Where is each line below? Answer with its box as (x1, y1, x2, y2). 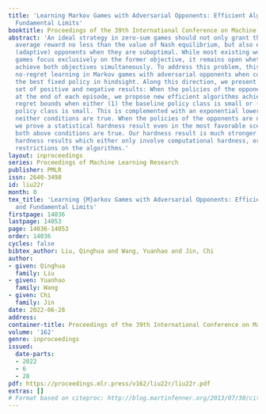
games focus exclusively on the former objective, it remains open (15, 56, 243, 64)
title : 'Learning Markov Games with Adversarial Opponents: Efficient (8, 11, 246, 20)
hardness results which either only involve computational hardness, (15, 136, 249, 145)
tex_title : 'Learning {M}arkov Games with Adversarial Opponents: (8, 196, 232, 203)
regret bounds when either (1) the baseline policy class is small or (15, 100, 253, 108)
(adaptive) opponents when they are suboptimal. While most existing (15, 48, 249, 56)
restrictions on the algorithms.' (15, 144, 129, 152)
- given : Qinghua (8, 262, 66, 270)
